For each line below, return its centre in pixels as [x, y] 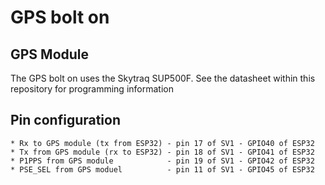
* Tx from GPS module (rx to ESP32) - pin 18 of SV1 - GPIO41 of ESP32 [162, 152]
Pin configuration [66, 120]
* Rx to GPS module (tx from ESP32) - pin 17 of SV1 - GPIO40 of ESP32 [162, 143]
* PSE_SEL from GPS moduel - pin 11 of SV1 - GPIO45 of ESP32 [162, 169]
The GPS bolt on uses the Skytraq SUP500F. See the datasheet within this [163, 78]
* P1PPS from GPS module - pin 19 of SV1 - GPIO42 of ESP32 [162, 161]
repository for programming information [92, 89]
